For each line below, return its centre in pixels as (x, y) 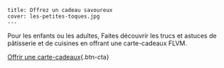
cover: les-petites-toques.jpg (54, 16)
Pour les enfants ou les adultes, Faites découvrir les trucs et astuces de (112, 36)
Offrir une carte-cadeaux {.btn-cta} (58, 57)
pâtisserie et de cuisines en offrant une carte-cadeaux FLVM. (97, 43)
